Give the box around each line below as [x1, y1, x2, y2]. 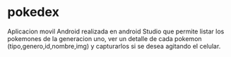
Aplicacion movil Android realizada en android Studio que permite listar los [7, 27, 225, 35]
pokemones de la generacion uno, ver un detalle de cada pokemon [7, 34, 203, 42]
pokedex [7, 4, 60, 20]
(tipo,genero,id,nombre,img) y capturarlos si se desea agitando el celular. [7, 42, 221, 50]
